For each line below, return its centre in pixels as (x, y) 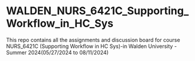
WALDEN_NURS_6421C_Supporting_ (97, 11)
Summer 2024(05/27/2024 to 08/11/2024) (57, 52)
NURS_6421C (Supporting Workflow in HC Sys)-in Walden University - (92, 46)
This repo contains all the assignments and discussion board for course (93, 40)
